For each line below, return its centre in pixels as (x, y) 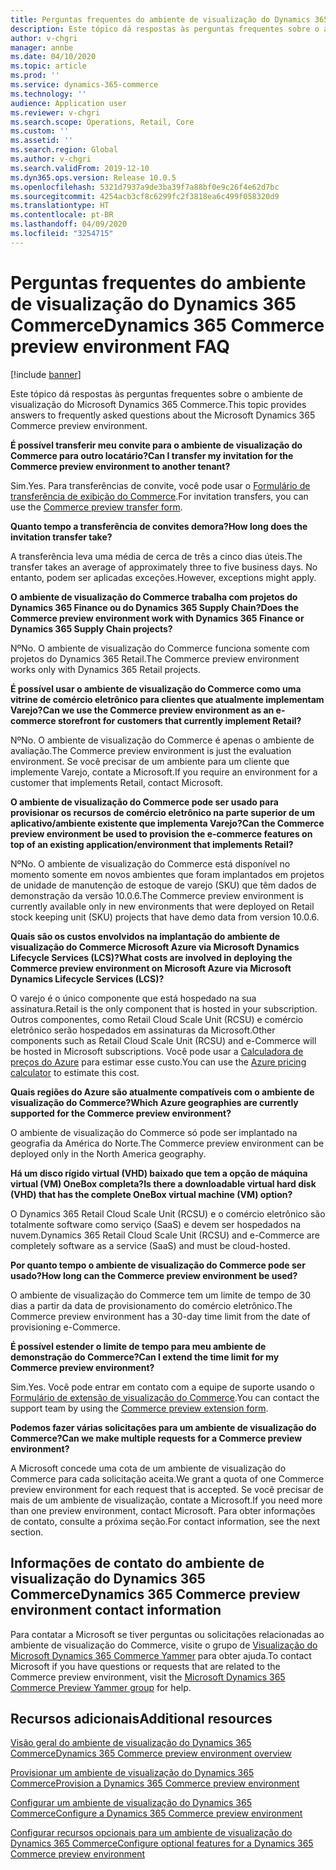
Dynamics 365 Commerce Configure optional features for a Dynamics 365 (162, 1843)
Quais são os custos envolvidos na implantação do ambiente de (145, 936)
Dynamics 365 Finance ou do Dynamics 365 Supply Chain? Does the (154, 607)
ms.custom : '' (40, 131)
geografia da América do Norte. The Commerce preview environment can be (167, 1143)
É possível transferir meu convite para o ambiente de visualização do (156, 445)
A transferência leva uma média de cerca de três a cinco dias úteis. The (156, 556)
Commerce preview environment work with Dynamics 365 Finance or (157, 618)
